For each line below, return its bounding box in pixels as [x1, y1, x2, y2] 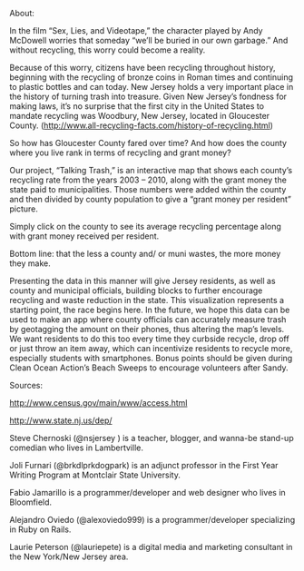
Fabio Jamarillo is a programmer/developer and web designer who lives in [9, 487, 286, 497]
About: [9, 8, 34, 18]
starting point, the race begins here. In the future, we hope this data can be [9, 304, 290, 315]
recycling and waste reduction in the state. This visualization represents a [9, 295, 284, 305]
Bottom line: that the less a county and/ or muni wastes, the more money [9, 249, 281, 259]
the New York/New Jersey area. [9, 551, 129, 562]
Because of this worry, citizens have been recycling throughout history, [9, 63, 276, 73]
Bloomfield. [9, 497, 53, 507]
